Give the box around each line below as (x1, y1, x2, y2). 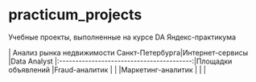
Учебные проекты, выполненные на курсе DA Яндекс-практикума (8, 32, 236, 42)
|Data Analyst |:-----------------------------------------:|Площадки (8, 56, 233, 66)
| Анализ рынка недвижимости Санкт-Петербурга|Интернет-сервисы (8, 47, 249, 57)
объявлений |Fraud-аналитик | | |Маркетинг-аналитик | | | (8, 64, 207, 74)
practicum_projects (8, 6, 142, 24)
